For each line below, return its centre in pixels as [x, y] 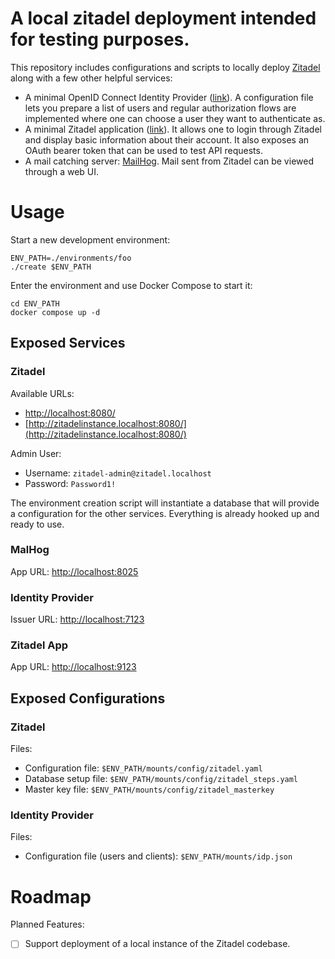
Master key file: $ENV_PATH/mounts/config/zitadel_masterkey [149, 789]
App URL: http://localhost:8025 [74, 571]
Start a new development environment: [90, 239]
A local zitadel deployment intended [163, 18]
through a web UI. [62, 171]
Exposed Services [68, 343]
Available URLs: [42, 393]
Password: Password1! [70, 483]
